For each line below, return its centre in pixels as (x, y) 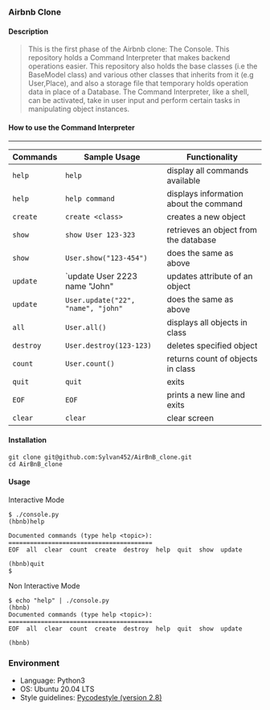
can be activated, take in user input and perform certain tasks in (134, 101)
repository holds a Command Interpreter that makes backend (129, 58)
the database (192, 240)
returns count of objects (212, 359)
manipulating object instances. (79, 109)
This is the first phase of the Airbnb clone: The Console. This (129, 49)
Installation (27, 440)
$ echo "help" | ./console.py (59, 601)
